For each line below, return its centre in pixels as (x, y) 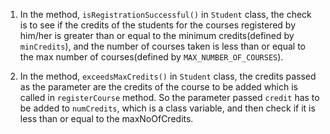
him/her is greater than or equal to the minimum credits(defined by (157, 35)
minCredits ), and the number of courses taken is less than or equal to (162, 46)
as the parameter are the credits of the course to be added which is (158, 87)
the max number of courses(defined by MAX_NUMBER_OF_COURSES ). (151, 57)
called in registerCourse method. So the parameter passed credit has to (169, 97)
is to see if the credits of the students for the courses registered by (158, 25)
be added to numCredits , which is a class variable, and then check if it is (167, 108)
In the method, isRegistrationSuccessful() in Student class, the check (165, 14)
